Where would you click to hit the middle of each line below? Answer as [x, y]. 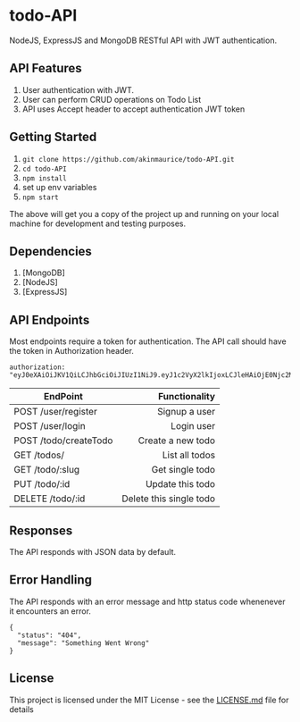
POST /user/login [50, 426]
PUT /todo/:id [42, 484]
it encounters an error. [50, 611]
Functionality [187, 397]
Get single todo [183, 470]
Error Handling [50, 580]
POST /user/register [56, 412]
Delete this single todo [169, 499]
